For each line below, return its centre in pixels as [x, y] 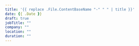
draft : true [17, 18]
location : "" [18, 32]
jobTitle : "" [18, 23]
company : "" [17, 27]
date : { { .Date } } [23, 14]
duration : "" [18, 36]
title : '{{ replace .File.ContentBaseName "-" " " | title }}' [70, 9]
